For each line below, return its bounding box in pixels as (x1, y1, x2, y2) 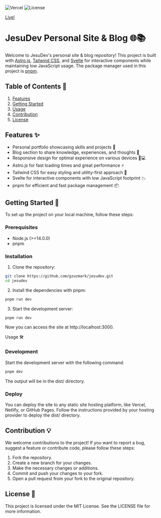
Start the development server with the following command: (5, 359, 125, 366)
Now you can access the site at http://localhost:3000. (5, 324, 114, 330)
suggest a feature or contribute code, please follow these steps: (5, 445, 135, 451)
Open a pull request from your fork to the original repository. (12, 475, 135, 481)
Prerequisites (5, 224, 38, 231)
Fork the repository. (12, 454, 53, 460)
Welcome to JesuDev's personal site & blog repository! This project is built (5, 52, 157, 58)
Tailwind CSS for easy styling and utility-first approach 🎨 (12, 169, 127, 175)
